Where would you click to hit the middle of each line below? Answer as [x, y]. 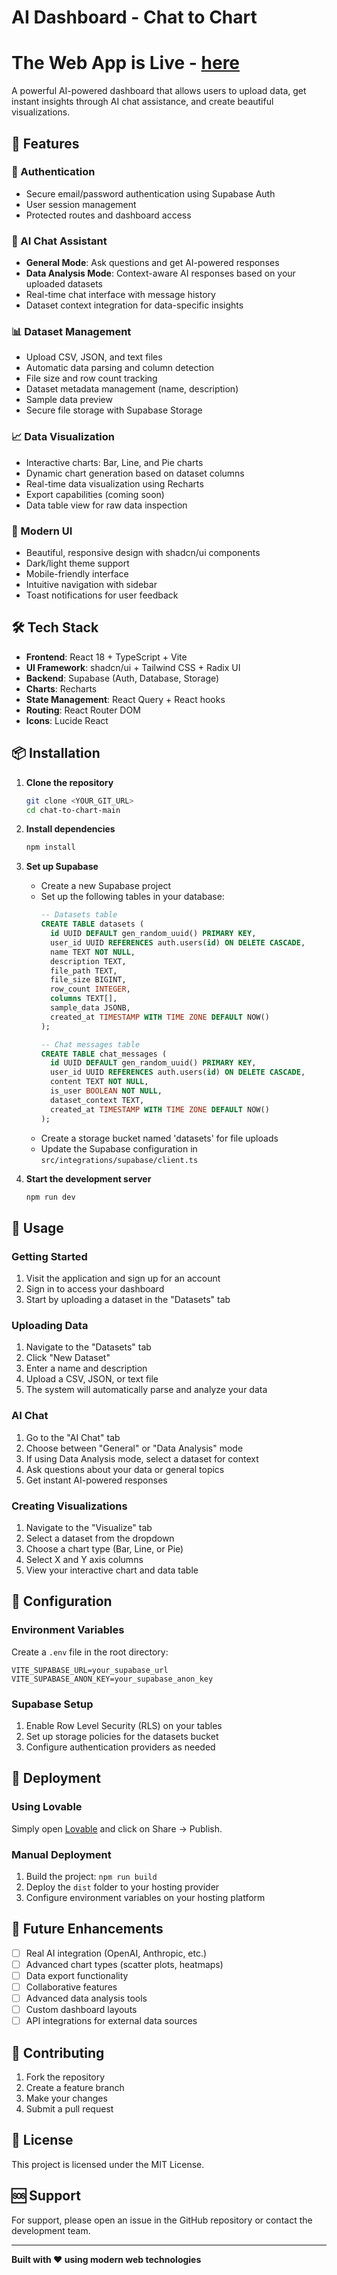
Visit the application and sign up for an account [123, 1278]
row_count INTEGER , [90, 989]
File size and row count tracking [91, 378]
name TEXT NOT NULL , [92, 952]
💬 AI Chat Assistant [59, 241]
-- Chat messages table [90, 1044]
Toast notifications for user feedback [102, 595]
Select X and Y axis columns [84, 1559]
